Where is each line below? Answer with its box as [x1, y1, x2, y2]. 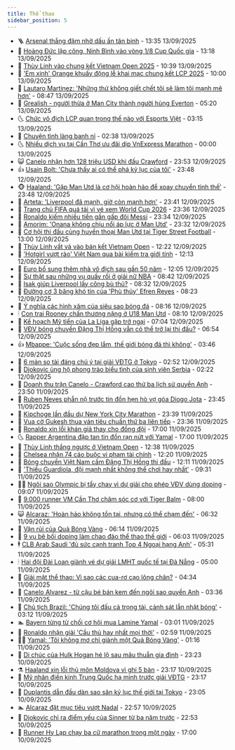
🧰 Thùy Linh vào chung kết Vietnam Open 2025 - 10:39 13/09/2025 [17, 61, 212, 70]
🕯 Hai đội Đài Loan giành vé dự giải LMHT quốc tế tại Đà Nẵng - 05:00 [17, 557, 218, 565]
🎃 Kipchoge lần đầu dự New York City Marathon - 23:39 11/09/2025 [17, 410, 213, 418]
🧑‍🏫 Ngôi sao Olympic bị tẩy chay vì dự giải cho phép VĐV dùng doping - [17, 480, 227, 488]
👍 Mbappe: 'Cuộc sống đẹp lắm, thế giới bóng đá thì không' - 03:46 [17, 340, 216, 348]
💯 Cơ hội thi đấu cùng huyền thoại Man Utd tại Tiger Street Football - [17, 227, 216, 236]
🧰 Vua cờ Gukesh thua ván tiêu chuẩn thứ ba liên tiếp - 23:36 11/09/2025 [17, 417, 228, 425]
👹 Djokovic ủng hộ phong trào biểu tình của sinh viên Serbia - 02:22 [17, 365, 214, 373]
